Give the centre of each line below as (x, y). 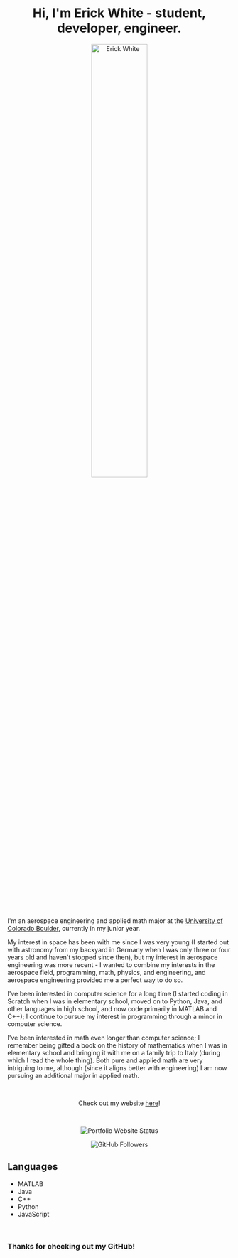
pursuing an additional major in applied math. (74, 1075)
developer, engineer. (119, 28)
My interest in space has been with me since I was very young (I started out (118, 942)
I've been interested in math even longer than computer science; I (104, 1038)
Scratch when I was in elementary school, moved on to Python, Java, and (115, 1001)
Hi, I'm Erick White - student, (119, 13)
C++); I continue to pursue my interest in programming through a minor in (115, 1016)
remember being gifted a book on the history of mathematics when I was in (117, 1045)
